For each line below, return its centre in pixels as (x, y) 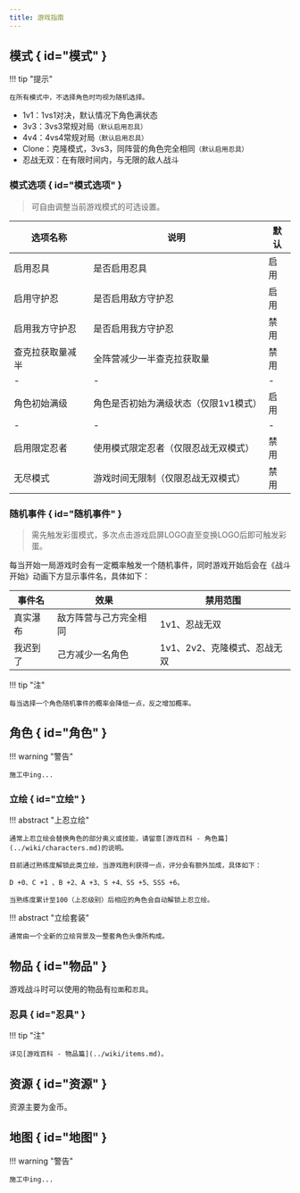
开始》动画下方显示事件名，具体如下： (79, 576)
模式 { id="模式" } (58, 56)
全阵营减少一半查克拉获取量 (151, 358)
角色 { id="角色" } (58, 733)
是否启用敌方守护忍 (133, 298)
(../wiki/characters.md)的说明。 (69, 848)
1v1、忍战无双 (190, 624)
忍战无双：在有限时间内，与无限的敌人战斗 (100, 160)
